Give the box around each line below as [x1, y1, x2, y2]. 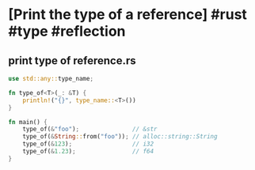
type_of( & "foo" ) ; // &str [22, 125, 158, 134]
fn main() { [8, 118, 48, 126]
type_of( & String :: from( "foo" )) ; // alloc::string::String [22, 133, 218, 141]
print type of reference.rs [8, 54, 136, 67]
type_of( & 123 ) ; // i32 [22, 140, 154, 148]
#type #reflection [8, 22, 126, 40]
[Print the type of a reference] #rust [8, 6, 248, 24]
